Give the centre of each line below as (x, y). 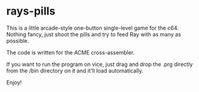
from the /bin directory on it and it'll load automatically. (75, 70)
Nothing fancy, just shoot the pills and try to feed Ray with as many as (94, 34)
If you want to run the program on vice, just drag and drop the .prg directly (100, 64)
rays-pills (31, 11)
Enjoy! (14, 82)
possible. (18, 41)
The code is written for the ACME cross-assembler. (71, 52)
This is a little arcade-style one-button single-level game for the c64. (93, 28)
